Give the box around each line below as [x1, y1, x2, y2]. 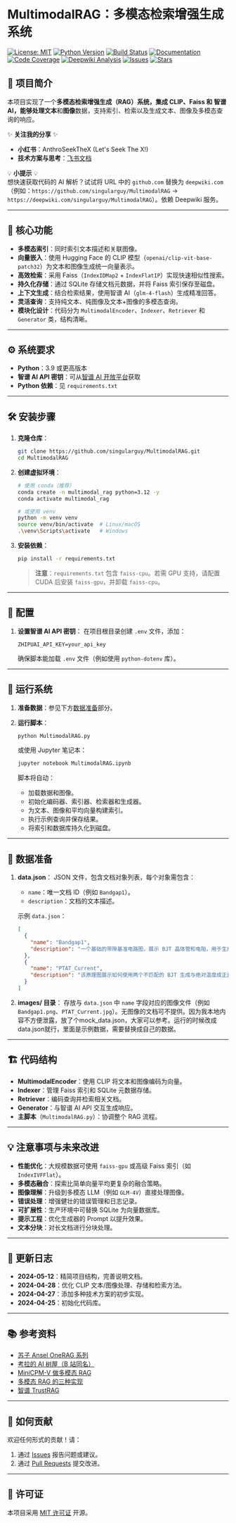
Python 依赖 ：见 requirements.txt [17, 382, 118, 390]
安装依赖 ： [17, 541, 49, 550]
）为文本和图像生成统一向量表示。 [39, 262, 138, 270]
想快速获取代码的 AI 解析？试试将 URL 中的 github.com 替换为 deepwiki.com [7, 177, 223, 186]
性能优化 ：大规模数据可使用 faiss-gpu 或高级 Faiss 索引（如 [17, 1161, 191, 1170]
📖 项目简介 [7, 77, 53, 89]
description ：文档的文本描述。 [27, 897, 119, 905]
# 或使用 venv [17, 508, 56, 515]
